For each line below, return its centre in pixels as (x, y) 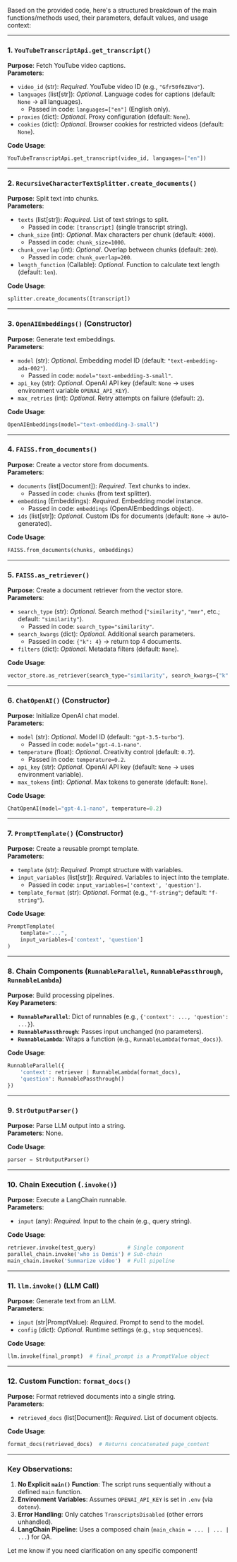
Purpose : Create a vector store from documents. (78, 464)
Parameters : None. (35, 1133)
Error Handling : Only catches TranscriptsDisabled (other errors (110, 1515)
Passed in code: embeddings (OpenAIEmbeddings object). (111, 508)
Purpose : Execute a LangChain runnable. (67, 1200)
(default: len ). (37, 272)
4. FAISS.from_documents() (52, 450)
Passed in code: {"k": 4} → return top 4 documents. (105, 641)
